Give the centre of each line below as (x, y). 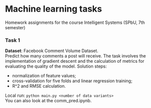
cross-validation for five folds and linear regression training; (72, 81)
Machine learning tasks (54, 9)
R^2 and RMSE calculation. (39, 86)
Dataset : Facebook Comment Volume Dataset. (52, 51)
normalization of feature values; (44, 76)
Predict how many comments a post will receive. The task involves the (75, 56)
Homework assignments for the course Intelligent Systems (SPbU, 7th (75, 22)
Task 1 (13, 40)
